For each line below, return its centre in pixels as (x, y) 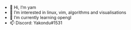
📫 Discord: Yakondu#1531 (36, 23)
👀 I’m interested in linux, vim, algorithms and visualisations (68, 12)
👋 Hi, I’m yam (23, 7)
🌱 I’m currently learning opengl (41, 17)
